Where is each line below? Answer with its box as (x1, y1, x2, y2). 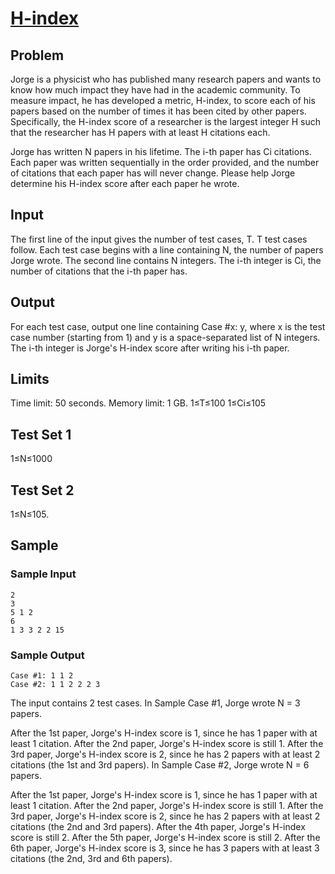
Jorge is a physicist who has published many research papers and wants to (10, 73, 322, 85)
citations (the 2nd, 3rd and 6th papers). (10, 853, 173, 865)
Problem (10, 47, 65, 64)
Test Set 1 (10, 426, 72, 443)
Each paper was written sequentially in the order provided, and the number (10, 157, 320, 168)
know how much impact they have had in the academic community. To (10, 84, 301, 96)
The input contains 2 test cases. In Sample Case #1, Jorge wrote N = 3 (10, 697, 301, 709)
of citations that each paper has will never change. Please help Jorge (10, 167, 296, 179)
